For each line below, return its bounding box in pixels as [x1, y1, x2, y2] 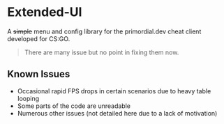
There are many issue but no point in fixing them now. [24, 48, 179, 56]
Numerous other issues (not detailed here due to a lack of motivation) [17, 109, 218, 117]
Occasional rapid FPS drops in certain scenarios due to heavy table [17, 86, 211, 95]
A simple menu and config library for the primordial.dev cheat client [7, 27, 202, 36]
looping [17, 94, 40, 102]
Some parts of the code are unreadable [17, 102, 131, 110]
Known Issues [7, 68, 70, 80]
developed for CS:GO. [7, 34, 70, 42]
